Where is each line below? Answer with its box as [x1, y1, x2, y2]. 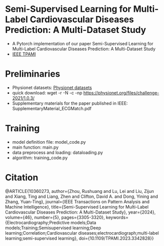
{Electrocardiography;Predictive [5, 219, 70, 225]
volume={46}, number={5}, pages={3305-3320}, [5, 214, 105, 220]
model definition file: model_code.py [12, 139, 86, 145]
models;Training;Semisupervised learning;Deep [5, 225, 102, 231]
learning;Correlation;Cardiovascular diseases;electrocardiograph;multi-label [5, 230, 159, 236]
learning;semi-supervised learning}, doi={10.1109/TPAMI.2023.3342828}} [5, 235, 154, 241]
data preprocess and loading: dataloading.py [12, 149, 103, 155]
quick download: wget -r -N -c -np [12, 90, 82, 95]
